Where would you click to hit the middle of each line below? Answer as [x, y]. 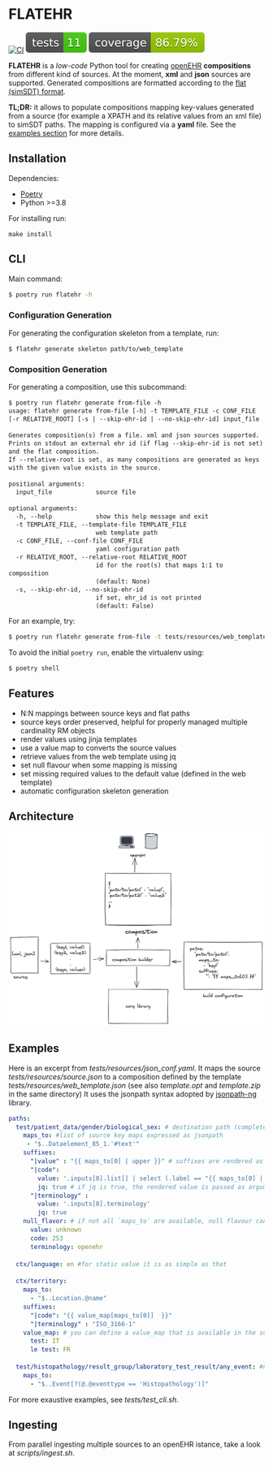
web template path [127, 533]
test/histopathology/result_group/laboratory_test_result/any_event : [136, 1367]
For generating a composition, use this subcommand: [97, 387]
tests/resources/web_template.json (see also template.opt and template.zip [135, 1085]
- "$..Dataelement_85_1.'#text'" [83, 1144]
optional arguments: [43, 508]
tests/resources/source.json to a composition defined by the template [125, 1076]
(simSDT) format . [37, 91]
